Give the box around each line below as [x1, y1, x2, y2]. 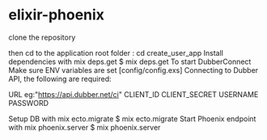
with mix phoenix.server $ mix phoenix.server [8, 122, 161, 132]
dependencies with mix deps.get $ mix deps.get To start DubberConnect [8, 57, 252, 66]
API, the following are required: [8, 74, 112, 83]
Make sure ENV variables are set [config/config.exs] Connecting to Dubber [8, 65, 259, 74]
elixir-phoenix [8, 6, 105, 24]
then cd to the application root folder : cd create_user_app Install [8, 48, 224, 57]
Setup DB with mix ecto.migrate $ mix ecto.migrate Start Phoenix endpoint [8, 113, 256, 123]
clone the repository [8, 32, 76, 42]
